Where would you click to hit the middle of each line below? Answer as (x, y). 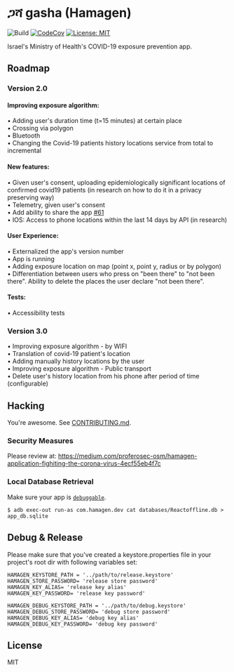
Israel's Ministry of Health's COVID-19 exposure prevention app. (100, 46)
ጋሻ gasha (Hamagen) (69, 13)
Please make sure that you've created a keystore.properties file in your (109, 554)
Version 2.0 (27, 88)
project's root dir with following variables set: (73, 562)
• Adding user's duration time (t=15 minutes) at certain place (95, 121)
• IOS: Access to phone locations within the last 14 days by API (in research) (117, 220)
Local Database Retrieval (50, 482)
